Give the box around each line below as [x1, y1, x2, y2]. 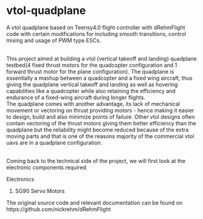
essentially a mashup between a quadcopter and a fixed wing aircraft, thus [6, 74, 193, 82]
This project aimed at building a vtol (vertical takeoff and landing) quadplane [6, 55, 197, 62]
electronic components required [6, 164, 87, 171]
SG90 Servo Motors [15, 187, 65, 195]
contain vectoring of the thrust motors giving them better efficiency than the [6, 119, 196, 127]
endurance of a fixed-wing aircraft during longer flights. [6, 94, 145, 101]
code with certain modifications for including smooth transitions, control [6, 30, 187, 37]
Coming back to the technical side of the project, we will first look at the [6, 157, 186, 164]
